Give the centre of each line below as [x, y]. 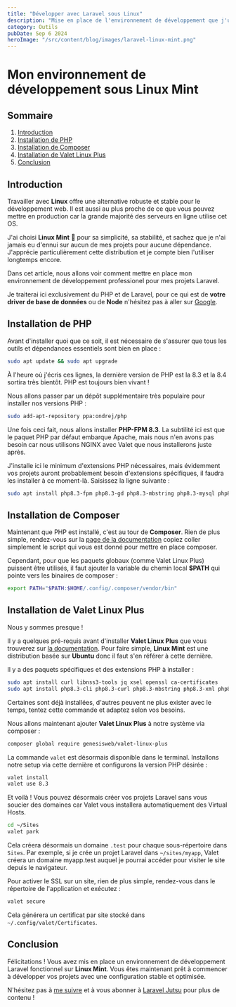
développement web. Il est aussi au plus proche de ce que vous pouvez [111, 209]
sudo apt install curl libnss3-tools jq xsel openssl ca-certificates [113, 682]
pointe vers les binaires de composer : [63, 576]
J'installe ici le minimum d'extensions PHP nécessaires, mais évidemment [114, 465]
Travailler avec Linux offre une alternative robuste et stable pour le [104, 201]
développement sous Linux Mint [103, 90]
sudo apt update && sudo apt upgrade [63, 361]
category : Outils [33, 27]
